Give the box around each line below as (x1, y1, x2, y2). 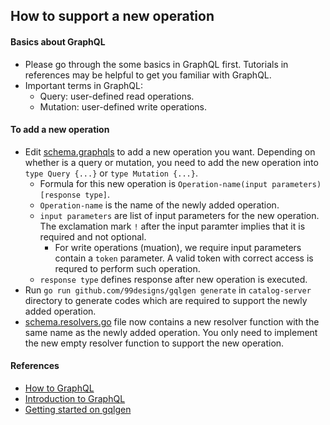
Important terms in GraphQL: (24, 79, 143, 91)
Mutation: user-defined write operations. (39, 100, 207, 113)
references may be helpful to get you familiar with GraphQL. (24, 69, 272, 81)
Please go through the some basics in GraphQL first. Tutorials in (24, 58, 289, 70)
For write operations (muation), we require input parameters (54, 241, 302, 253)
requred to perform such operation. (54, 262, 201, 274)
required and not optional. (39, 230, 147, 243)
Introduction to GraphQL (24, 393, 126, 404)
